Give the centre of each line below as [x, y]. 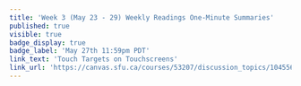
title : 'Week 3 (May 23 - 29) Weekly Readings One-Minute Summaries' [142, 17]
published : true [39, 26]
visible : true [36, 34]
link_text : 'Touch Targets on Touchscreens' [94, 59]
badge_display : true [48, 43]
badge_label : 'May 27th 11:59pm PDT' [80, 51]
